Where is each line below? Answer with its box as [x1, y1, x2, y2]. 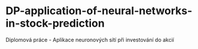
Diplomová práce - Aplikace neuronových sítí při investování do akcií [5, 36, 175, 43]
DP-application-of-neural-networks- [5, 4, 193, 18]
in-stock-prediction [5, 17, 105, 30]
